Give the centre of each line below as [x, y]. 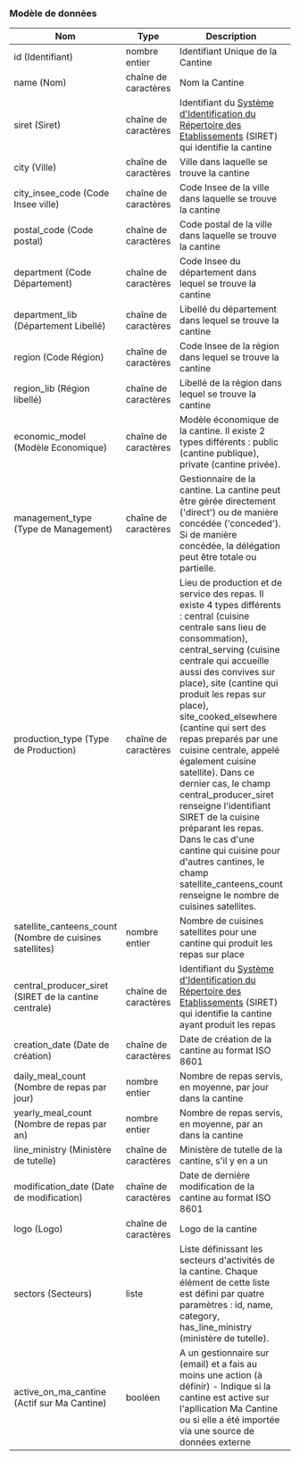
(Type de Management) [63, 530]
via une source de [217, 1431]
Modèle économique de [229, 420]
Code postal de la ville [226, 224]
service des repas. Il [222, 594]
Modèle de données [53, 13]
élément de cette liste [225, 1282]
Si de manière [208, 535]
